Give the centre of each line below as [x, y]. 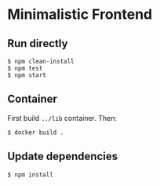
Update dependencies [63, 157]
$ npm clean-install [41, 61]
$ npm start [27, 75]
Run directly [38, 44]
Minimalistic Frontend [80, 15]
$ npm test [25, 68]
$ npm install [31, 174]
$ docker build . [36, 132]
